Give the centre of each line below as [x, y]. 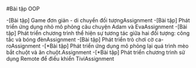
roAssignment [23, 46]
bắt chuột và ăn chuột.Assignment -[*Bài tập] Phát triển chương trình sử [96, 52]
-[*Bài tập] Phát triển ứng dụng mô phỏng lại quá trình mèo [115, 46]
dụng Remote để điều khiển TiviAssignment [60, 59]
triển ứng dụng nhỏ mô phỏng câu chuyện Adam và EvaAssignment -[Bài [97, 27]
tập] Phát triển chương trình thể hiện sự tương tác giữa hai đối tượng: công [98, 33]
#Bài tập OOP [23, 9]
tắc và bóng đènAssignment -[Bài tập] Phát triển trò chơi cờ [80, 39]
